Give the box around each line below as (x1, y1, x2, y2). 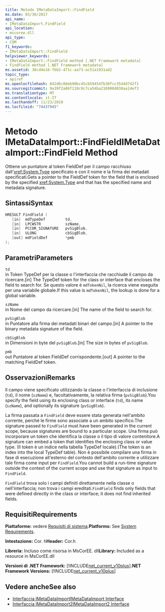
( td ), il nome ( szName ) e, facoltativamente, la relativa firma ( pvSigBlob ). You (5, 392, 156, 398)
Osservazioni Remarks (5, 374, 76, 382)
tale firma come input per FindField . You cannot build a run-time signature (5, 460, 157, 466)
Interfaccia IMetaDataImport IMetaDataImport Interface (12, 596, 124, 602)
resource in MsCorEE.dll (5, 553, 55, 559)
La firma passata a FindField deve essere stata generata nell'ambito (5, 412, 145, 418)
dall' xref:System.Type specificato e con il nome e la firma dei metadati (5, 169, 149, 175)
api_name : (5, 16, 26, 21)
